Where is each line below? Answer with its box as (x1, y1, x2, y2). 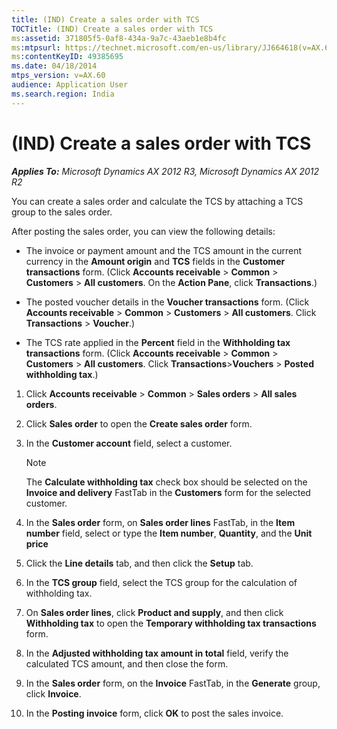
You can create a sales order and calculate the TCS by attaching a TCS (11, 195, 304, 207)
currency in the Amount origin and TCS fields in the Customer (25, 255, 286, 267)
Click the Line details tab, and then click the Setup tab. (25, 557, 254, 569)
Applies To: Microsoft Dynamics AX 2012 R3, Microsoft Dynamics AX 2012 (11, 165, 320, 177)
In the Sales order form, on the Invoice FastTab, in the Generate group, (25, 677, 321, 689)
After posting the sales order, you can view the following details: (11, 225, 276, 237)
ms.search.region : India (11, 89, 115, 99)
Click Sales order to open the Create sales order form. (25, 417, 253, 430)
